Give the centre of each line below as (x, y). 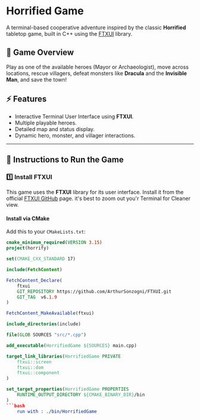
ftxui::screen (34, 362)
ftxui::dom (30, 368)
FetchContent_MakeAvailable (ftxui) (50, 313)
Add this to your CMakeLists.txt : (46, 232)
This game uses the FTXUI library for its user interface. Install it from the (95, 192)
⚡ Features (26, 99)
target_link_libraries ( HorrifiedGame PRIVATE (63, 356)
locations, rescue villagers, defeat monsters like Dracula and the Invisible (97, 73)
